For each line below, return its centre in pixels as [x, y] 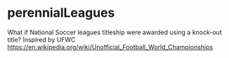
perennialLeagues [61, 13]
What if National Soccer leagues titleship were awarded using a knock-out [115, 32]
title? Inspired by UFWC [41, 39]
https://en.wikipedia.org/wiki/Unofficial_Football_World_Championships [110, 47]
